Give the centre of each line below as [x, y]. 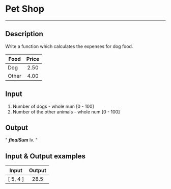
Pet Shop [25, 9]
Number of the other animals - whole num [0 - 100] [66, 112]
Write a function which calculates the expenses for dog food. [69, 46]
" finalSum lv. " [22, 140]
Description [24, 34]
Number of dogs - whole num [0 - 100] [53, 106]
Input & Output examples [45, 156]
